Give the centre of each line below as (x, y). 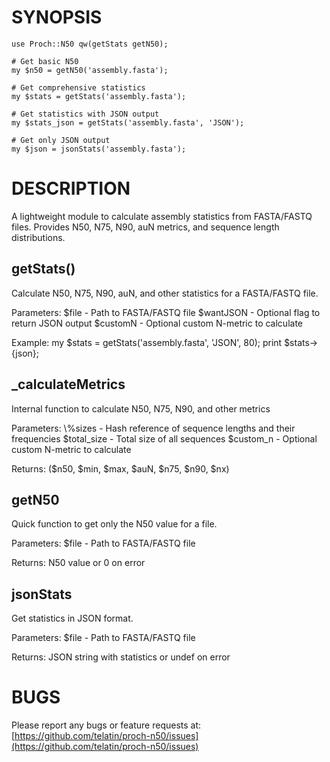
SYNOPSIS (57, 17)
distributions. (38, 237)
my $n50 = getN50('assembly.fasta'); (90, 70)
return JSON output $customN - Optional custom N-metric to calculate (157, 323)
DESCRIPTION (71, 188)
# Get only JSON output (61, 140)
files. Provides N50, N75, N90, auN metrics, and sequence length (145, 227)
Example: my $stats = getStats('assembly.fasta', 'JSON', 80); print (147, 342)
